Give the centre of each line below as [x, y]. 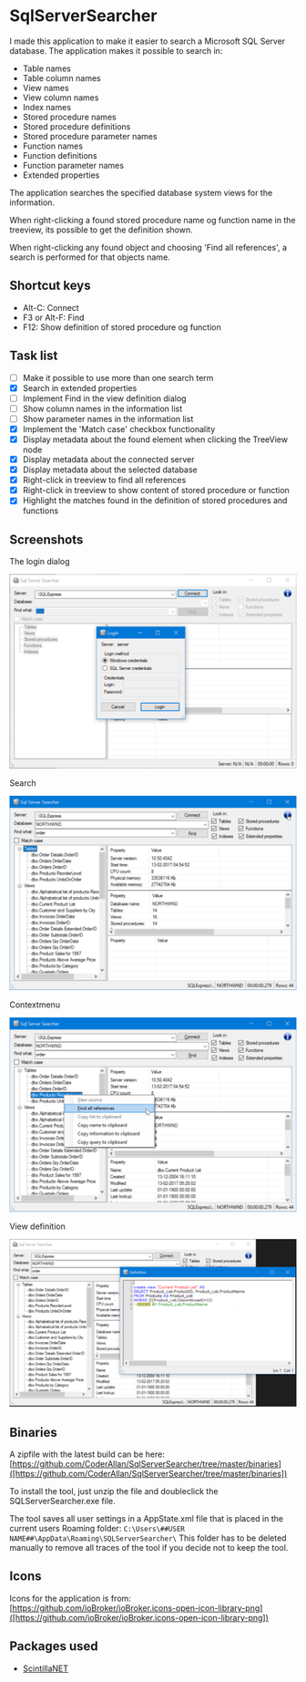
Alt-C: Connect [51, 307]
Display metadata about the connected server [108, 459]
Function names [53, 146]
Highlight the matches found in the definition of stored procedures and [155, 500]
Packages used [54, 1646]
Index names [46, 107]
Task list [34, 356]
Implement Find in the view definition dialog [104, 398]
